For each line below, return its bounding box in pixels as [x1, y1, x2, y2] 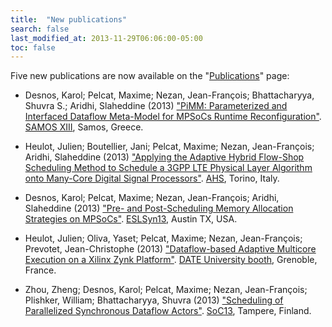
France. [24, 264, 57, 276]
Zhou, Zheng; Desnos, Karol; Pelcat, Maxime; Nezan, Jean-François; [24, 284, 308, 296]
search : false [10, 24, 70, 34]
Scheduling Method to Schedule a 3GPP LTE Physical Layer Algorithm [24, 162, 313, 174]
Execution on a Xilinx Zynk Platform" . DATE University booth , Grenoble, [24, 254, 318, 266]
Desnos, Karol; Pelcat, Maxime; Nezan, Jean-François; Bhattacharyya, [24, 89, 315, 101]
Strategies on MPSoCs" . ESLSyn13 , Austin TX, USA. [24, 213, 238, 225]
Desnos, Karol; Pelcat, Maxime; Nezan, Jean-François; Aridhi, [24, 192, 280, 204]
